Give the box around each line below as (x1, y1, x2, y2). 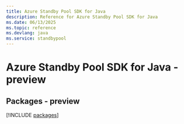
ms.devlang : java (6, 30, 48, 36)
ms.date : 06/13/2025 (6, 19, 57, 25)
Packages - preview (6, 96, 80, 106)
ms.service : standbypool (6, 36, 67, 41)
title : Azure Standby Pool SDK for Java (6, 8, 106, 15)
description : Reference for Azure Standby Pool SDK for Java (6, 14, 158, 20)
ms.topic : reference (6, 24, 57, 31)
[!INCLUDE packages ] (6, 112, 59, 118)
